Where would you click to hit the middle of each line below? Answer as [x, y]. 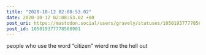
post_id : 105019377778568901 [44, 29]
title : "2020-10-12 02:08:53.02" [49, 12]
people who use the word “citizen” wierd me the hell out [77, 46]
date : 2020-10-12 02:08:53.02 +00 [51, 18]
